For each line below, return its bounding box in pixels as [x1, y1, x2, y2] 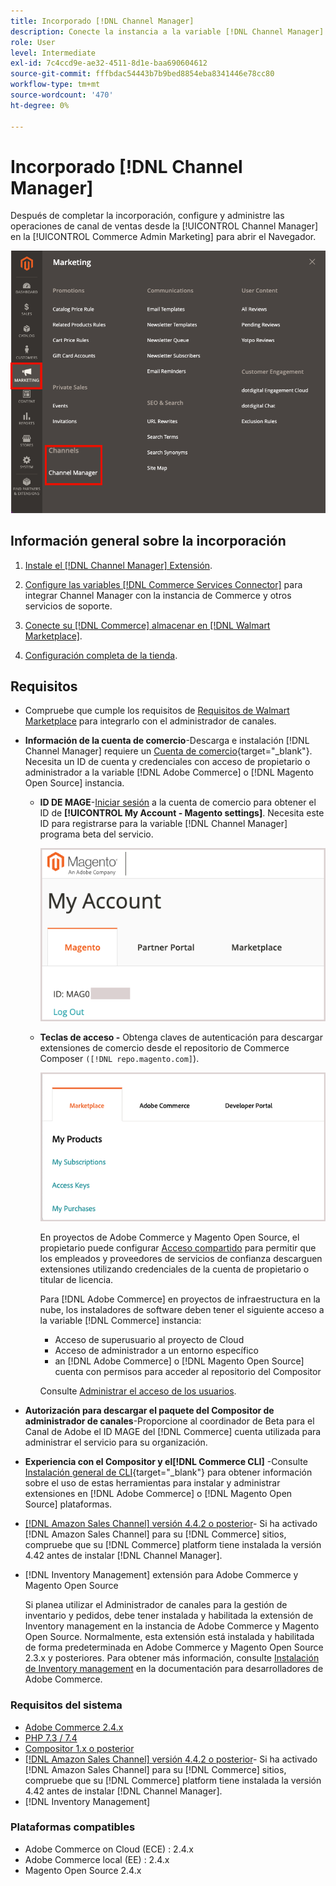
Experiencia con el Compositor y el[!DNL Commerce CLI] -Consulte [24, 1456, 308, 1468]
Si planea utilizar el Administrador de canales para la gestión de [24, 1599, 288, 1611]
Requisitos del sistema [10, 1698, 123, 1712]
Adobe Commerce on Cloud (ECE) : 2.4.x [24, 1843, 194, 1855]
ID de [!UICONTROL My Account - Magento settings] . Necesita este [39, 807, 325, 819]
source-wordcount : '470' [10, 90, 114, 100]
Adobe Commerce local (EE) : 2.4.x [24, 1853, 170, 1865]
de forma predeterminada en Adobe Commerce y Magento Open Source [24, 1641, 324, 1654]
